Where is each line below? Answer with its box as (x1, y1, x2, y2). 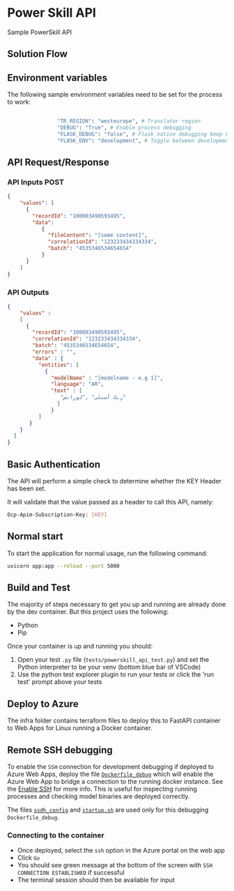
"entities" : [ (38, 361, 79, 369)
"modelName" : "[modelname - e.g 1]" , (51, 374, 164, 381)
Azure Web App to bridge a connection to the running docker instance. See (7, 777, 224, 785)
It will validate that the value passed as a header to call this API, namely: (7, 497, 214, 506)
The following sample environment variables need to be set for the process (7, 91, 223, 99)
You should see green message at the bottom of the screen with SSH (17, 861, 213, 869)
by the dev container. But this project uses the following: (7, 607, 169, 616)
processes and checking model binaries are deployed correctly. (7, 792, 190, 800)
